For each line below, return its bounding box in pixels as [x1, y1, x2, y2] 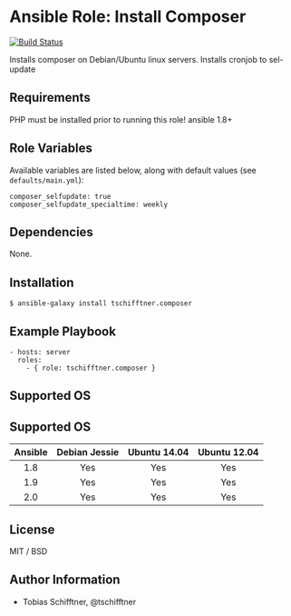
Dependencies [9, 224, 93, 240]
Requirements [9, 90, 91, 105]
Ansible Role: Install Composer [9, 6, 247, 27]
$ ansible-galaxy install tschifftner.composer [9, 299, 193, 308]
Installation [9, 274, 74, 290]
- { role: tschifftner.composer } [25, 363, 156, 373]
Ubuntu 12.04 [198, 446, 259, 459]
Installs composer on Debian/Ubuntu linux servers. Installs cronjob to [9, 54, 267, 65]
